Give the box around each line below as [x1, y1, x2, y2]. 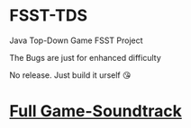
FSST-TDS [9, 5, 88, 26]
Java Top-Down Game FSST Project [9, 35, 143, 46]
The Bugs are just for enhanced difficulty [9, 52, 161, 63]
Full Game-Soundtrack [9, 101, 183, 122]
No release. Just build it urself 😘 [9, 69, 132, 81]
